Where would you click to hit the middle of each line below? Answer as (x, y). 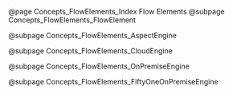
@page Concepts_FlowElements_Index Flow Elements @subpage (117, 12)
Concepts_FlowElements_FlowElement (72, 20)
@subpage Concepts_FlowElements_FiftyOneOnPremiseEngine (113, 82)
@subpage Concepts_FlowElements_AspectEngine (92, 35)
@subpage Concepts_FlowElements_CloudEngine (90, 51)
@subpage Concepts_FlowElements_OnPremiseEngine (99, 66)
